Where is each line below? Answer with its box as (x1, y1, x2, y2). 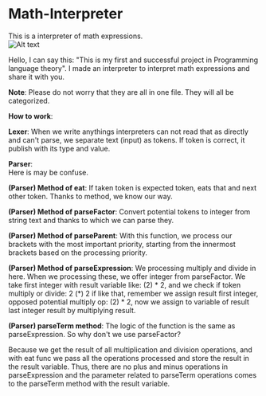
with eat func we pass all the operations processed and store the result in (8, 353, 249, 363)
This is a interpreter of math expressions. (8, 31, 143, 41)
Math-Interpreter (8, 5, 123, 23)
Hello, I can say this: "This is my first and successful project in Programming (8, 55, 259, 65)
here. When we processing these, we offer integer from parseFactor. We (8, 272, 246, 281)
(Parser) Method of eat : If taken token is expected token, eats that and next (8, 182, 257, 192)
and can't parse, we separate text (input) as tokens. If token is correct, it (8, 135, 245, 144)
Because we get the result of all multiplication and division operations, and (8, 344, 252, 355)
